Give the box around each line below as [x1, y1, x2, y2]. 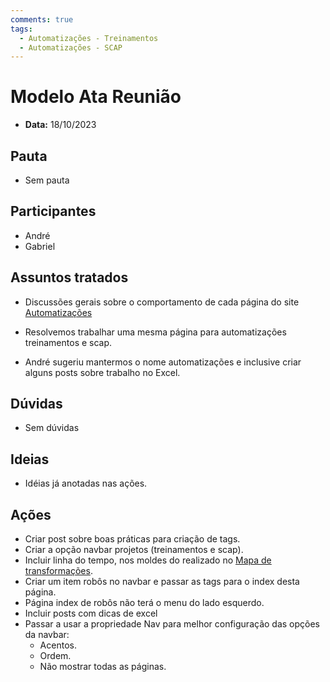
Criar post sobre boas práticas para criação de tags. [24, 533, 241, 545]
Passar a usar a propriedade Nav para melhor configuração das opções [24, 618, 321, 630]
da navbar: [24, 629, 70, 641]
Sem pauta [24, 174, 70, 186]
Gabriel [24, 240, 56, 252]
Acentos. [39, 639, 77, 651]
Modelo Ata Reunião [10, 86, 182, 108]
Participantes [10, 203, 97, 220]
